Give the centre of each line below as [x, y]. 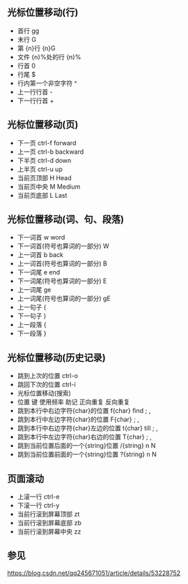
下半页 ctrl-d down [44, 160]
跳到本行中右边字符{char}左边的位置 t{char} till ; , [87, 428]
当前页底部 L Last [42, 195]
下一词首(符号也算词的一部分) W [63, 246]
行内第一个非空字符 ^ [47, 83]
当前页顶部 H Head [44, 177]
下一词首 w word [41, 238]
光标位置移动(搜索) [44, 393]
